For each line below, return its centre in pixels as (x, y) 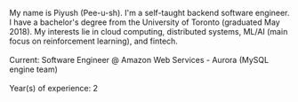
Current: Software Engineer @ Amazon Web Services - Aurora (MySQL (139, 60)
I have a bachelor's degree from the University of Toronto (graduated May (145, 22)
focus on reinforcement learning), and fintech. (93, 41)
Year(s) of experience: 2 (54, 88)
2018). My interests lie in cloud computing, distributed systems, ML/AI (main (149, 31)
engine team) (33, 69)
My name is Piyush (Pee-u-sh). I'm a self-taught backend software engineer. (149, 13)
